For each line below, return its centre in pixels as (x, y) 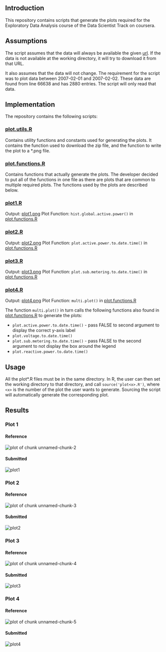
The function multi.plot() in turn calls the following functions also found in (82, 310)
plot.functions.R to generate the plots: (44, 316)
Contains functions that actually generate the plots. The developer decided (82, 174)
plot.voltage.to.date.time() (42, 336)
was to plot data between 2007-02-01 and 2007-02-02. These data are (78, 78)
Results (17, 411)
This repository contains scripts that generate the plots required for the (78, 20)
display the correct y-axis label (44, 330)
